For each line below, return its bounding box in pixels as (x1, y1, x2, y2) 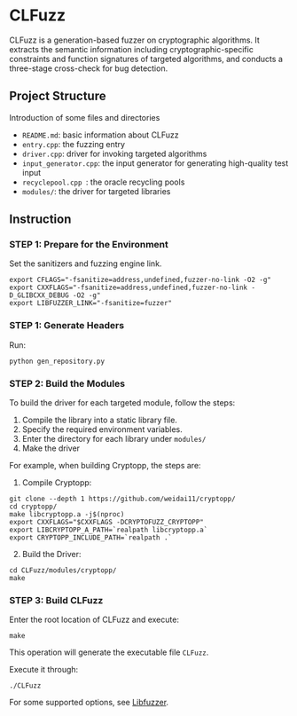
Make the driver (21, 443, 81, 453)
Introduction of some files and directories (9, 112, 160, 122)
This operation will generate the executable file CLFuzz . (9, 647, 209, 657)
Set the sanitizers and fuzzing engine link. (9, 258, 162, 269)
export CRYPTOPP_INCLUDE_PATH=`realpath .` (9, 533, 173, 542)
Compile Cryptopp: (21, 477, 92, 488)
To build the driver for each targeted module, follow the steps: (9, 397, 236, 408)
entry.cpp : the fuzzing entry (21, 138, 126, 149)
